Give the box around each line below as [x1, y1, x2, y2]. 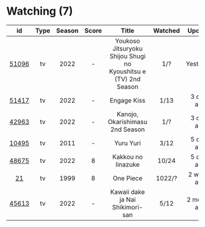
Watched [153, 26, 180, 35]
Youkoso [115, 37, 140, 45]
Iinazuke [115, 160, 140, 168]
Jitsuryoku [112, 44, 143, 52]
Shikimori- [112, 203, 143, 211]
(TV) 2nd [114, 74, 141, 83]
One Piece [112, 174, 143, 182]
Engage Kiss [109, 96, 146, 104]
